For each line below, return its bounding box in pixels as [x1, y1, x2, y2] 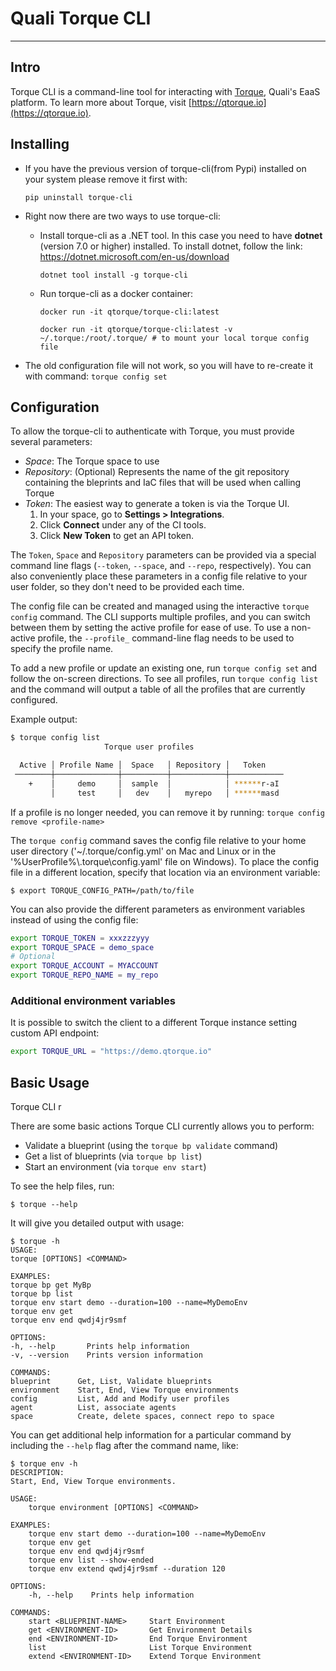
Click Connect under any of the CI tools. [39, 519, 207, 531]
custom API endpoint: [10, 1027, 100, 1039]
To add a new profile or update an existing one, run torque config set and [10, 662, 318, 674]
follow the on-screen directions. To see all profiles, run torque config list [10, 673, 319, 685]
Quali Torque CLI [10, 7, 152, 30]
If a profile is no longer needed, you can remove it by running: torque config [10, 806, 326, 818]
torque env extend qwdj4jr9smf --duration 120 [28, 1563, 226, 1574]
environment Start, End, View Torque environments [10, 1385, 240, 1395]
